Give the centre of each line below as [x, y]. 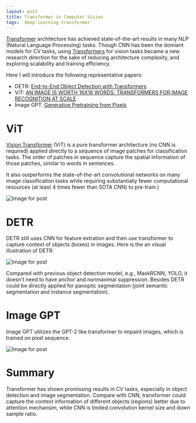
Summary [30, 373]
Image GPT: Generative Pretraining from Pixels [71, 105]
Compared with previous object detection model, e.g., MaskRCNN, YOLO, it [97, 273]
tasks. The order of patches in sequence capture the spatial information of [96, 157]
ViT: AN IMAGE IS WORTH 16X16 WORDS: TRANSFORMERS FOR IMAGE [101, 93]
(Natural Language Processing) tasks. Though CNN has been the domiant [95, 45]
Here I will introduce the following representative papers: [75, 75]
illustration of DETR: [30, 251]
